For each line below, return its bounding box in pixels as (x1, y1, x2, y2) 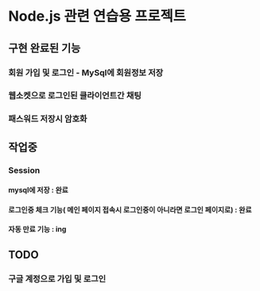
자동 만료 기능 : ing (8, 224, 67, 234)
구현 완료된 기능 (8, 41, 81, 55)
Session (8, 164, 41, 175)
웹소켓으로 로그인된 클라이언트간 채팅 (8, 90, 142, 101)
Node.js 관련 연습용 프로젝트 (8, 7, 187, 25)
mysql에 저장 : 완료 (8, 186, 69, 195)
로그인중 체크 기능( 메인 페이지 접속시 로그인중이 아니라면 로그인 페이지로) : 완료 (8, 205, 252, 214)
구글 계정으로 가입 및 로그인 (8, 273, 107, 284)
